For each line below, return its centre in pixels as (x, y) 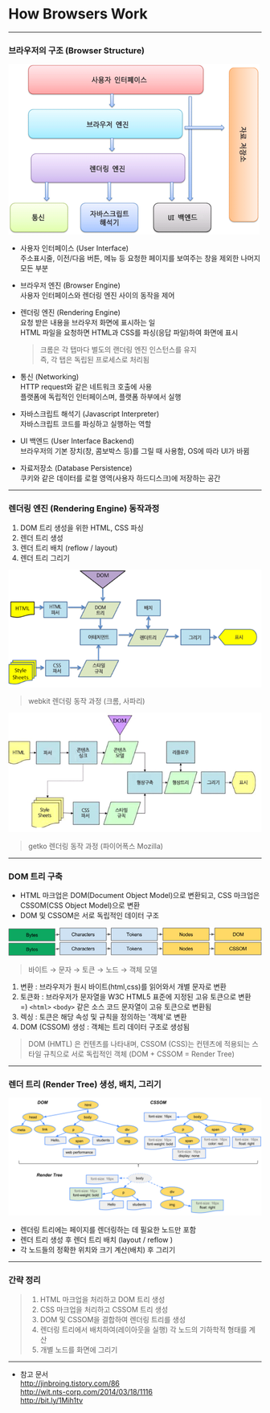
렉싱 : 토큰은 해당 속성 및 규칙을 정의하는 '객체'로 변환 (103, 1016)
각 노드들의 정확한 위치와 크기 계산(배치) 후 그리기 (98, 1250)
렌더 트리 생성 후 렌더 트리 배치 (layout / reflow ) (96, 1240)
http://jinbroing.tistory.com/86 (70, 1383)
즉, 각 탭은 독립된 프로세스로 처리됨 (95, 360)
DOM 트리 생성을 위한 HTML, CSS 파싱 (82, 528)
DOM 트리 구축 (35, 876)
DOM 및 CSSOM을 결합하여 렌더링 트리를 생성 (113, 1319)
